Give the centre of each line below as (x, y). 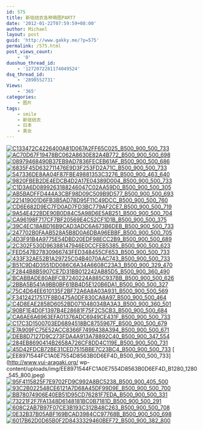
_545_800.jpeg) (26, 375)
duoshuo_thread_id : (31, 63)
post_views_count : (30, 52)
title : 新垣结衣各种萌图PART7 (41, 18)
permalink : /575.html (34, 46)
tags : (13, 108)
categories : (21, 97)
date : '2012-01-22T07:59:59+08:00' (52, 23)
